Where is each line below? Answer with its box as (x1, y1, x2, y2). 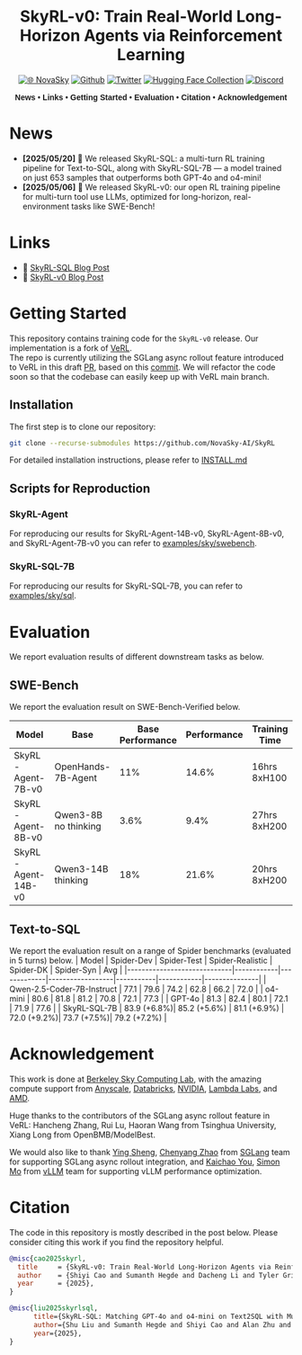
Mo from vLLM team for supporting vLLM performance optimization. (9, 1165, 262, 1176)
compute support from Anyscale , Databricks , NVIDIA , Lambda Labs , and (9, 1082, 278, 1094)
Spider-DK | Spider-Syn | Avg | (9, 965, 123, 975)
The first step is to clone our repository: (9, 421, 156, 432)
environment (22, 201, 70, 211)
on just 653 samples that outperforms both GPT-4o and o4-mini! (22, 172, 262, 183)
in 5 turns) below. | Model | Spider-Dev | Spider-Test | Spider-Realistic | (9, 955, 273, 965)
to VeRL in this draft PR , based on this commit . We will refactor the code (9, 362, 276, 372)
